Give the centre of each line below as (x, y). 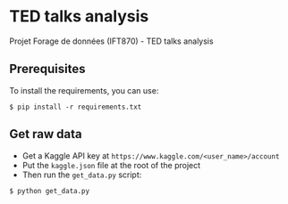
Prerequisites (47, 69)
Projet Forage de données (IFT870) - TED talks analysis (111, 41)
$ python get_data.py (50, 191)
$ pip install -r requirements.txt (76, 107)
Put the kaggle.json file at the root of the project (111, 165)
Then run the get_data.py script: (82, 175)
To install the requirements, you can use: (84, 90)
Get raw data (46, 134)
